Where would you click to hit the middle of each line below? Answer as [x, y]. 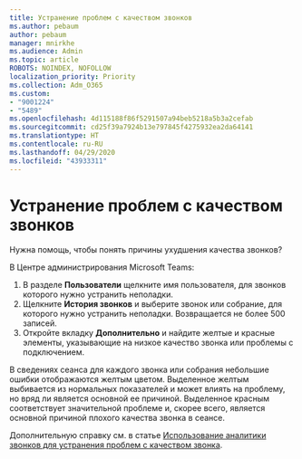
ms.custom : [30, 93]
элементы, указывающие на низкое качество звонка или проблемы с [158, 343]
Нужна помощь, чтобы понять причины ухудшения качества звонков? [146, 250]
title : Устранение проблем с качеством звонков [101, 18]
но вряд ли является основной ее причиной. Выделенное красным [140, 398]
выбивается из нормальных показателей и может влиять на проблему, [147, 389]
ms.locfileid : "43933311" [58, 161]
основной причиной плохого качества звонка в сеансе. [117, 418]
